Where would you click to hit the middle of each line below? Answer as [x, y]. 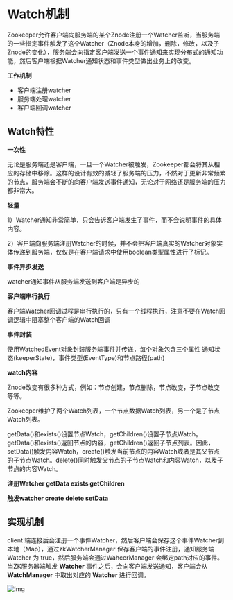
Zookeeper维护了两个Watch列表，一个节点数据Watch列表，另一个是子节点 [114, 411]
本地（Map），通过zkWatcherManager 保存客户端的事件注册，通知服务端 [111, 549]
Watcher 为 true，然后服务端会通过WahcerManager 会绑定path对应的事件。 [115, 557]
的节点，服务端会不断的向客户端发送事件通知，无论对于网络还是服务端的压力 [116, 182]
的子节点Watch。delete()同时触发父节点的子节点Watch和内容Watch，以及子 [115, 460]
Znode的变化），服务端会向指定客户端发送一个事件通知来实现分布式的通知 [112, 52]
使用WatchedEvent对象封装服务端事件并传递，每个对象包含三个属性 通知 [111, 349]
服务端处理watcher [44, 98]
